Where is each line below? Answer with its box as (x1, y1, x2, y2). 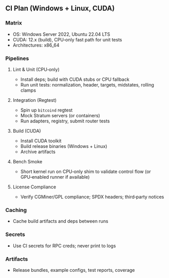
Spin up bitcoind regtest (20, 107, 73, 113)
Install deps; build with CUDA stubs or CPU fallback (20, 76, 129, 82)
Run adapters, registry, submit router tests (20, 118, 110, 124)
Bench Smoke (12, 158, 43, 164)
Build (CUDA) (12, 127, 41, 134)
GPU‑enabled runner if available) (20, 174, 90, 180)
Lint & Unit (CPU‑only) (12, 66, 60, 72)
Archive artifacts (20, 148, 55, 155)
